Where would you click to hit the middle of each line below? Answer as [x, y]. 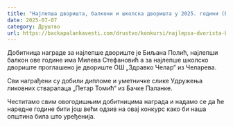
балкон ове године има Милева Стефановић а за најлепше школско [108, 60]
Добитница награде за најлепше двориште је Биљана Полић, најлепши [113, 53]
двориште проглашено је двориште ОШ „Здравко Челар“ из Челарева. [112, 67]
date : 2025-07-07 [32, 20]
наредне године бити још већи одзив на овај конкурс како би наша [107, 109]
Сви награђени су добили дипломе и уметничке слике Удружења [105, 81]
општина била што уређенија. [51, 117]
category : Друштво [34, 26]
